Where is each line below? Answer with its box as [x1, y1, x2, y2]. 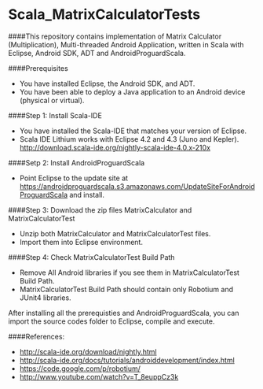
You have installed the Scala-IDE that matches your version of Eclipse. [19, 126, 247, 135]
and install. [69, 190, 104, 199]
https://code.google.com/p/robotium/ [19, 364, 141, 373]
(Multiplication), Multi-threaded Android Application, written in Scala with [8, 39, 245, 49]
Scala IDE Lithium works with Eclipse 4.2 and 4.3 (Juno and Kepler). [19, 134, 239, 143]
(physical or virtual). [19, 95, 85, 105]
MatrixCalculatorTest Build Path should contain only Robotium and [19, 284, 234, 294]
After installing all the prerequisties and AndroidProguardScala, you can [8, 308, 239, 317]
